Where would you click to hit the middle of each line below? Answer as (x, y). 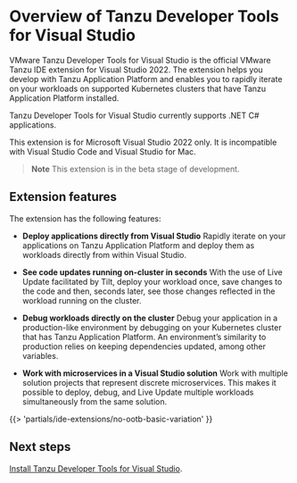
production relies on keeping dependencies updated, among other (144, 346)
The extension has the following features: (86, 218)
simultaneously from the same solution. (95, 401)
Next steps (40, 447)
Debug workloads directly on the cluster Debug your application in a (150, 318)
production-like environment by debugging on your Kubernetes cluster (152, 327)
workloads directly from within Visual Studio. (104, 254)
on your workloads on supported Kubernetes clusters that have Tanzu (138, 88)
